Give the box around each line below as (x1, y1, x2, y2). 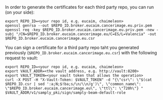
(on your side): (5, 9, 35, 15)
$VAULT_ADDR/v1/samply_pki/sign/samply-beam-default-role (5, 90, 126, 95)
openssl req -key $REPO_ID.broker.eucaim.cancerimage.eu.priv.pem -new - (5, 27, 159, 32)
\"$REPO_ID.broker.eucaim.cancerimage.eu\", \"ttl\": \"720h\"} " (5, 86, 143, 91)
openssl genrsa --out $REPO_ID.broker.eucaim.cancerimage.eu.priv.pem (5, 23, 152, 28)
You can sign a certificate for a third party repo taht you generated (5, 45, 140, 50)
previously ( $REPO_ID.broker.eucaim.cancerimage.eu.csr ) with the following (5, 50, 158, 55)
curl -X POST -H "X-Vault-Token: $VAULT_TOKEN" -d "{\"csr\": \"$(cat (5, 77, 152, 82)
